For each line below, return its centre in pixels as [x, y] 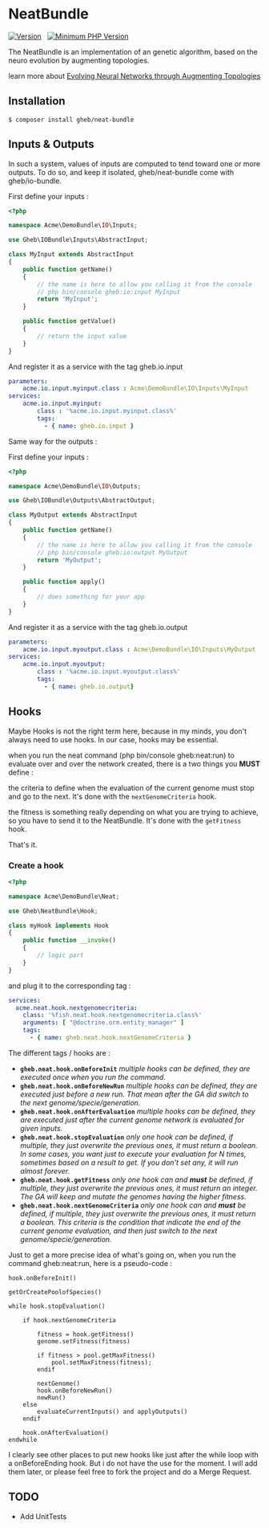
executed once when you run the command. [93, 1077]
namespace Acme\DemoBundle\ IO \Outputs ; [75, 486]
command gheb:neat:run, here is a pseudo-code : [90, 1263]
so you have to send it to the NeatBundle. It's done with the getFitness [125, 820]
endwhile [23, 1440]
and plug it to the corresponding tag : [70, 986]
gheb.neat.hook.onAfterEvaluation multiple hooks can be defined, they [138, 1111]
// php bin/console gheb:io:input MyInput [109, 292]
